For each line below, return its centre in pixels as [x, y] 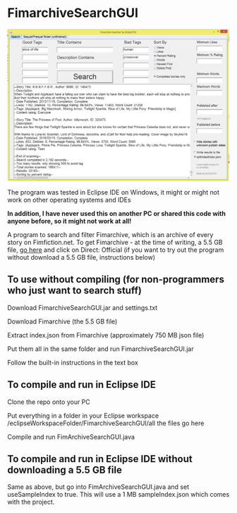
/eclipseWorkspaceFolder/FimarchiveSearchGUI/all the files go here [106, 423]
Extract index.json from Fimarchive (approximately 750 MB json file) [106, 335]
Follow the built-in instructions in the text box [73, 362]
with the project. [31, 502]
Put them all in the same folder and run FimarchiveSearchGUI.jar [101, 349]
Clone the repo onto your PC [49, 402]
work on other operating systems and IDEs [69, 200]
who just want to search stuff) [75, 290]
